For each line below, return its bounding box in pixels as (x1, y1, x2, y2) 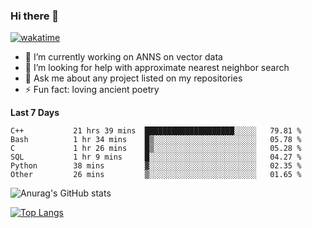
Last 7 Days (10, 107, 60, 119)
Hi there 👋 (10, 9, 60, 23)
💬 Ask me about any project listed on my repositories (24, 72, 243, 84)
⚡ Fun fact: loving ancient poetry (24, 84, 160, 96)
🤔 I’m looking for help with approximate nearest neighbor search (24, 62, 290, 74)
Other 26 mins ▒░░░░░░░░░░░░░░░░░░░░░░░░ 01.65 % (10, 170, 302, 180)
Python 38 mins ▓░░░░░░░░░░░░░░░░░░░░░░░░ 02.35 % (10, 161, 302, 171)
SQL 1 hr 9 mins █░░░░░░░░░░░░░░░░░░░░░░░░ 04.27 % (10, 152, 302, 163)
